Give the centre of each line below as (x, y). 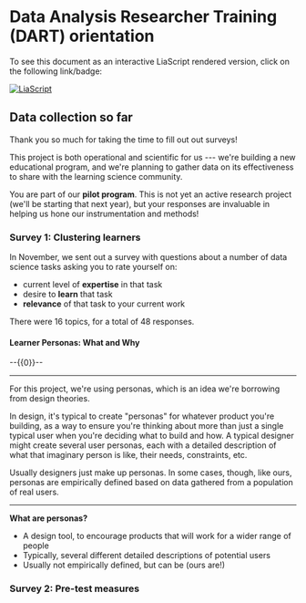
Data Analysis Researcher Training (143, 17)
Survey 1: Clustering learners (75, 237)
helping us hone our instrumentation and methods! (104, 213)
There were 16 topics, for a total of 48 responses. (102, 322)
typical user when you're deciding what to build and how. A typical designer (152, 436)
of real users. (34, 492)
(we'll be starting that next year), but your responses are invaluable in (140, 203)
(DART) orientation (82, 36)
